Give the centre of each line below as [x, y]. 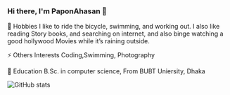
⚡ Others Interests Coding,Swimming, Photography [81, 55]
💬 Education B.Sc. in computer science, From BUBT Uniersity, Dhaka [106, 71]
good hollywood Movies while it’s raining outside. [78, 41]
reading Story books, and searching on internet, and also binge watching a [115, 34]
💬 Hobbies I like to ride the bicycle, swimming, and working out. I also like [114, 27]
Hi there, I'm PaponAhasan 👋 [57, 11]
